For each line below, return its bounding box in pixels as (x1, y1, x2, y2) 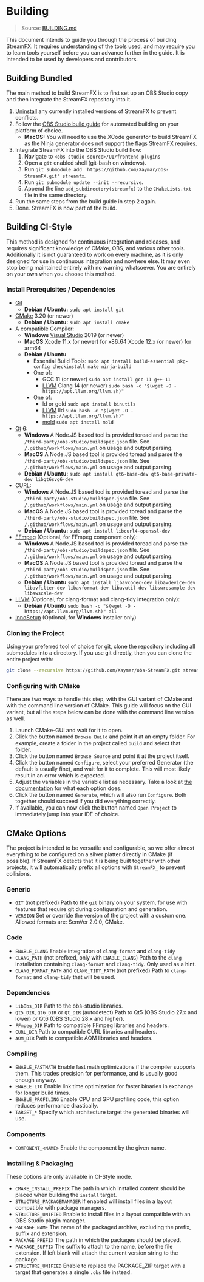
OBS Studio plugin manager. (15, 1216, 86, 1224)
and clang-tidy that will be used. (33, 973, 115, 980)
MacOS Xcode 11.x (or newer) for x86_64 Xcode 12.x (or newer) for (24, 338, 192, 345)
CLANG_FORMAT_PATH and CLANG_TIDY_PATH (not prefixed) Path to (15, 967, 170, 974)
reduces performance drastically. (15, 1102, 98, 1110)
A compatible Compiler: (15, 325, 75, 332)
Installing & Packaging (6, 1159, 73, 1167)
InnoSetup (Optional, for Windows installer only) (15, 613, 137, 621)
